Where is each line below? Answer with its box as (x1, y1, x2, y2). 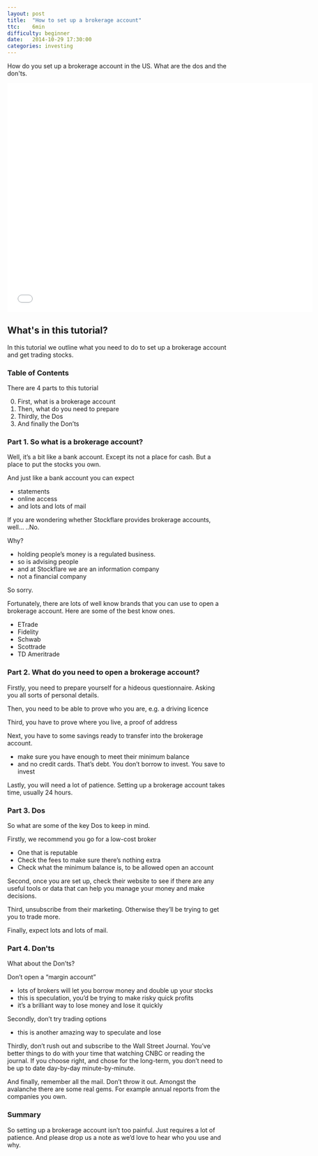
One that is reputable (17, 849, 78, 857)
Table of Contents (7, 368, 70, 378)
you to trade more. (7, 912, 61, 921)
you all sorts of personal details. (7, 690, 100, 699)
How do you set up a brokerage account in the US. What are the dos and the (7, 62, 227, 70)
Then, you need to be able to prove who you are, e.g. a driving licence (7, 704, 209, 713)
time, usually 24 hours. (7, 788, 73, 796)
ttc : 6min (7, 23, 45, 30)
